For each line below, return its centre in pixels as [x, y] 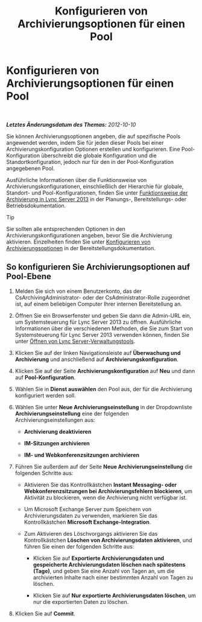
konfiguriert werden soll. [46, 395]
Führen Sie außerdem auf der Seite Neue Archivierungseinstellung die [104, 466]
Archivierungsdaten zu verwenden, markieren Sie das [91, 515]
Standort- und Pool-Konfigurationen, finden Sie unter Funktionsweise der [97, 193]
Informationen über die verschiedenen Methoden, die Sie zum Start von [104, 328]
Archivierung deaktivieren [58, 432]
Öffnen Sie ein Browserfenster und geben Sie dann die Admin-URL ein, [103, 315]
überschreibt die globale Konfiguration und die [99, 155]
